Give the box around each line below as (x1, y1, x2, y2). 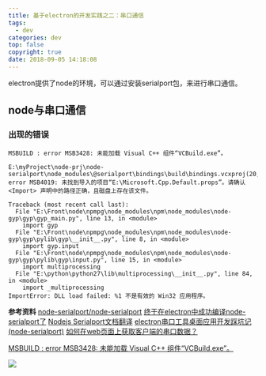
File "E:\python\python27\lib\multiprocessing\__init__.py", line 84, (15, 269, 253, 277)
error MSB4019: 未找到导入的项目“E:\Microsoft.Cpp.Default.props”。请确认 (8, 179, 246, 186)
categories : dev (8, 33, 62, 42)
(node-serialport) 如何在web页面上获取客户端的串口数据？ (8, 326, 198, 336)
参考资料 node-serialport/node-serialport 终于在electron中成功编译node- (8, 306, 246, 316)
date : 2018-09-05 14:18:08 (8, 56, 97, 64)
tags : (8, 19, 26, 27)
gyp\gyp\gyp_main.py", (8, 214, 83, 222)
